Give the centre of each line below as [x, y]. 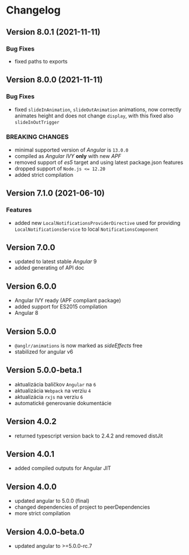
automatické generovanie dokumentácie [63, 403]
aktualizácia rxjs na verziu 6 [49, 396]
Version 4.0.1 [30, 454]
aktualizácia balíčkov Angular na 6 [55, 384]
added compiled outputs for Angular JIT [63, 468]
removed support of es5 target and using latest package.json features [99, 162]
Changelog [33, 10]
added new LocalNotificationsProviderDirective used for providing [97, 223]
